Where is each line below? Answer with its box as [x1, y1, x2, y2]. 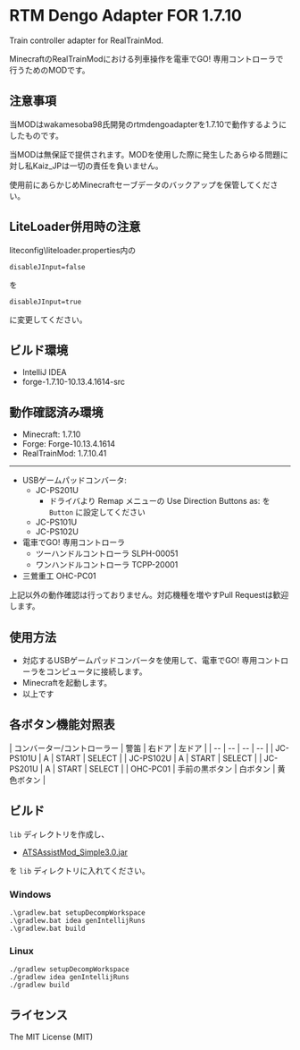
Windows [9, 888, 52, 901]
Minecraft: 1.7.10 [21, 429, 81, 440]
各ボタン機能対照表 [9, 717, 115, 732]
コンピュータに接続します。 [46, 666, 147, 677]
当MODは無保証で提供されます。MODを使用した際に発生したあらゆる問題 [9, 149, 281, 159]
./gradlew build [9, 981, 70, 990]
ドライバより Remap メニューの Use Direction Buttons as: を [48, 496, 271, 507]
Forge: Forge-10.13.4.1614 [21, 439, 116, 449]
